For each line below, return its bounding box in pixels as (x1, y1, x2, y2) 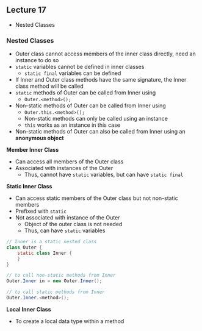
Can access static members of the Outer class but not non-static (15, 194, 178, 202)
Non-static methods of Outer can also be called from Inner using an (15, 128, 186, 135)
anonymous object (15, 134, 64, 142)
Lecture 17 (6, 5, 47, 15)
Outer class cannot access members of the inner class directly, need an (15, 50, 197, 57)
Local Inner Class (6, 305, 51, 313)
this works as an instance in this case (24, 121, 121, 129)
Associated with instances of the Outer (15, 165, 114, 172)
